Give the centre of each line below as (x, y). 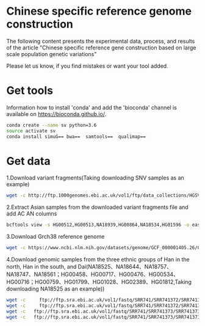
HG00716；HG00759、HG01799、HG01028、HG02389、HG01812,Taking (99, 282)
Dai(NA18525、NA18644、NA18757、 (125, 267)
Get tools (30, 91)
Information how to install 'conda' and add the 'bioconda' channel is (92, 107)
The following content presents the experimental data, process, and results (101, 41)
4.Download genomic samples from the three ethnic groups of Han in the (98, 259)
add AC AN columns (32, 214)
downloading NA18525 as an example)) (56, 289)
